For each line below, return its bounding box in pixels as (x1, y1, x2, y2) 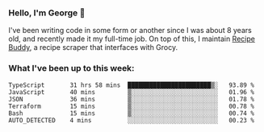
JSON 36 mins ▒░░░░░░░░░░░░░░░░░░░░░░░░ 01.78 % (8, 95, 254, 103)
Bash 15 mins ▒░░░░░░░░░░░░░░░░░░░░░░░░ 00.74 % (8, 109, 254, 118)
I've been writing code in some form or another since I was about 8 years (8, 26, 252, 35)
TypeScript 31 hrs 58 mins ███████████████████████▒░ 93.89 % (8, 80, 254, 89)
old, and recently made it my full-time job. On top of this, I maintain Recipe (8, 34, 256, 43)
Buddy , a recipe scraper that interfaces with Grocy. (8, 43, 178, 52)
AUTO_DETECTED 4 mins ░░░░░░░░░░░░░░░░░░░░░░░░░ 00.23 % (8, 116, 254, 124)
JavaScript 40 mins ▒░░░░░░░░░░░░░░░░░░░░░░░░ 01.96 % (8, 88, 254, 96)
